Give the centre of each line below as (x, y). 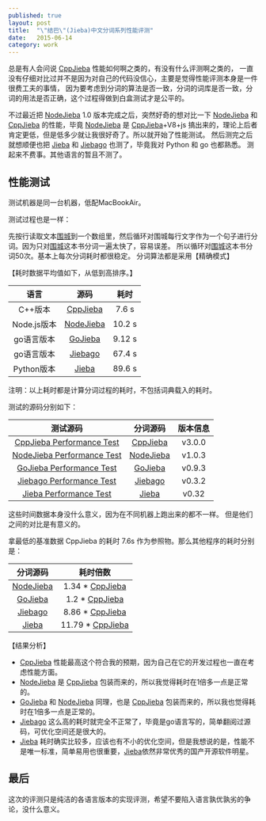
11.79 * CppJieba (95, 625)
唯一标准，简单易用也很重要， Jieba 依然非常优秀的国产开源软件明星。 (140, 751)
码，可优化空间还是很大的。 (65, 731)
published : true (35, 15)
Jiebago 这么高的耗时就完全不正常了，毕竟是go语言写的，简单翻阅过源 (135, 721)
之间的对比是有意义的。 (46, 524)
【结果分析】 (29, 645)
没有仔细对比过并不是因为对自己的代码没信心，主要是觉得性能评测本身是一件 (133, 78)
